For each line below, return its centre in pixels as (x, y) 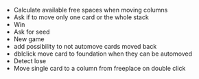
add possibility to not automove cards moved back (85, 46)
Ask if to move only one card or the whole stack (81, 17)
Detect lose (30, 61)
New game (29, 39)
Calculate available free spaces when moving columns (91, 10)
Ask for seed (32, 32)
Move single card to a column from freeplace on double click (99, 68)
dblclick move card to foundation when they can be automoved (103, 54)
